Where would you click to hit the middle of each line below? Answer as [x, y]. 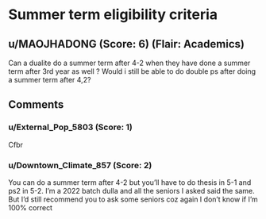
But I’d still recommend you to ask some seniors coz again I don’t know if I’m [133, 199]
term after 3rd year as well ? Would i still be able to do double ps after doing [132, 71]
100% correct [31, 207]
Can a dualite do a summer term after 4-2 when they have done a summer [129, 63]
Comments [36, 105]
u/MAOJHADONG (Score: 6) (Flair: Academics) [126, 44]
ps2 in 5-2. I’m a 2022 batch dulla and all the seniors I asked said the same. [132, 190]
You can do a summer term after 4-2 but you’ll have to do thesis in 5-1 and [130, 182]
